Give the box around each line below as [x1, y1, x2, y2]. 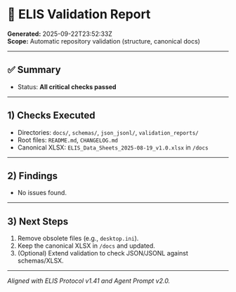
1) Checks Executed [7, 109, 96, 121]
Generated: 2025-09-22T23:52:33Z [7, 29, 112, 38]
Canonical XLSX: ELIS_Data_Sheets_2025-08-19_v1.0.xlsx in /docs [17, 143, 209, 152]
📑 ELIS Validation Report [7, 6, 151, 22]
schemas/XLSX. [17, 256, 65, 265]
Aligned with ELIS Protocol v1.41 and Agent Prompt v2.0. [7, 277, 171, 285]
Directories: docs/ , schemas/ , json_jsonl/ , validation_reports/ [17, 128, 199, 136]
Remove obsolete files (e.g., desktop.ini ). [17, 234, 139, 243]
